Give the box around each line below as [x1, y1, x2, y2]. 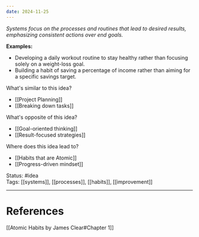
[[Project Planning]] [14, 96, 63, 103]
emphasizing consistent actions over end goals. [6, 31, 123, 38]
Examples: [6, 43, 33, 50]
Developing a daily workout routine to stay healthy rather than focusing [14, 54, 188, 61]
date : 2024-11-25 [6, 8, 49, 15]
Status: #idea [6, 172, 38, 179]
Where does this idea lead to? [6, 142, 79, 150]
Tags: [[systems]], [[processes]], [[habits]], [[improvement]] [6, 178, 153, 185]
